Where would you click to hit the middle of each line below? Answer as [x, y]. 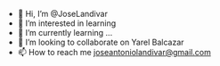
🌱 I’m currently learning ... [65, 33]
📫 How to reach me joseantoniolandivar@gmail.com [114, 52]
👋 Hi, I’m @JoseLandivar [63, 14]
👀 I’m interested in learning [67, 23]
